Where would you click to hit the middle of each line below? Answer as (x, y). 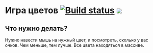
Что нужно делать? (36, 28)
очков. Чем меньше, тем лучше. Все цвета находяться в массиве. (75, 45)
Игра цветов (32, 10)
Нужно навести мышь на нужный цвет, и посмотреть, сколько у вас (77, 40)
